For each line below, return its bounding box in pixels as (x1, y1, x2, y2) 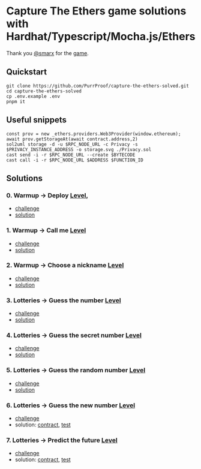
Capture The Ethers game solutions (6, 4, 187, 18)
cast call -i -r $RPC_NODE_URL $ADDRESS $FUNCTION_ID (6, 157, 144, 163)
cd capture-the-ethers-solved (6, 88, 82, 94)
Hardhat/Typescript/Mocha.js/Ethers (6, 30, 196, 43)
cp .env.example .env (6, 93, 61, 100)
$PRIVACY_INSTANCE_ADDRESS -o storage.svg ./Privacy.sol (6, 146, 152, 152)
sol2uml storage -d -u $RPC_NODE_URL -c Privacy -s (6, 141, 138, 148)
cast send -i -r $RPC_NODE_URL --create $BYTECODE (6, 152, 136, 158)
